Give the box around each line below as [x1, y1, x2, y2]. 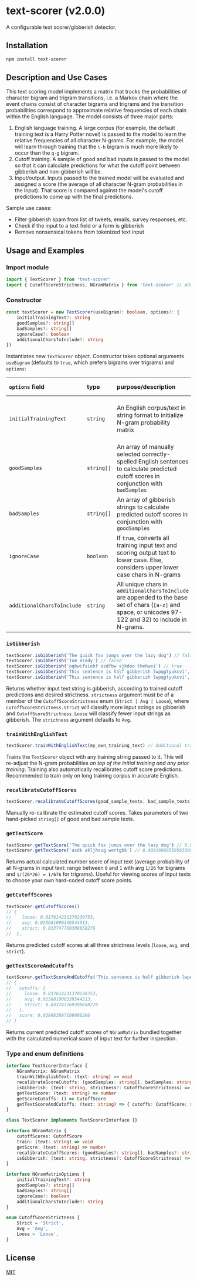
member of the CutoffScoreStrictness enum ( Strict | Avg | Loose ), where [6, 697, 189, 704]
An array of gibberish [116, 496, 175, 504]
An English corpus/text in [116, 404, 186, 412]
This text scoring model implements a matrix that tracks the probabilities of [6, 88, 188, 95]
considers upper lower [116, 563, 179, 572]
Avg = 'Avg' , [16, 1226, 49, 1232]
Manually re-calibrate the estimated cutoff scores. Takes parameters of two [6, 809, 189, 816]
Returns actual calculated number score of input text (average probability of [6, 858, 189, 865]
